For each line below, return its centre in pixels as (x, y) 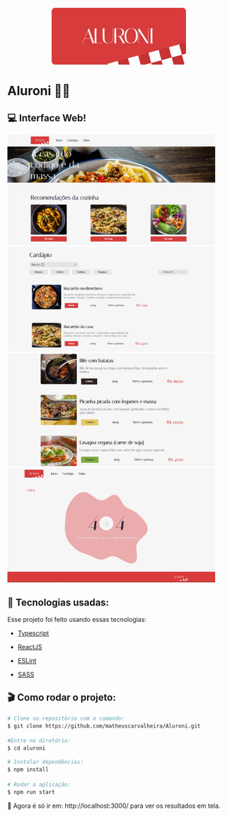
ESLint (27, 660)
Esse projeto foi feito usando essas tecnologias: (77, 619)
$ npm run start (31, 792)
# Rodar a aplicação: (39, 784)
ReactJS (30, 647)
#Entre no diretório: (39, 741)
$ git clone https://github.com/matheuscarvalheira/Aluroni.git (104, 726)
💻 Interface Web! (47, 118)
